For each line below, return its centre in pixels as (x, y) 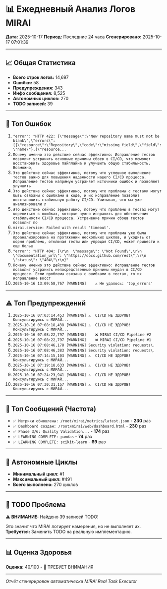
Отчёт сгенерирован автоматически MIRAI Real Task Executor (71, 581)
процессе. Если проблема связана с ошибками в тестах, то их (77, 274)
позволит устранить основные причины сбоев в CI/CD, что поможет (82, 159)
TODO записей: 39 (33, 104)
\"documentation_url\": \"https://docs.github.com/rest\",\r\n (80, 255)
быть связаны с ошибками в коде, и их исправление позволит (76, 195)
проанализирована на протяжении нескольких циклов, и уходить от (82, 237)
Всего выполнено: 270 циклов (45, 484)
